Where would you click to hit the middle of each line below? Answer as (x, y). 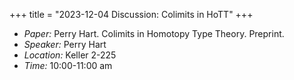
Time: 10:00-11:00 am (68, 65)
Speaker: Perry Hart (65, 44)
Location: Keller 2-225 (70, 55)
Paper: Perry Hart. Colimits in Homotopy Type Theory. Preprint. (154, 33)
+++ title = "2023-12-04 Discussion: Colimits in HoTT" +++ (131, 14)
